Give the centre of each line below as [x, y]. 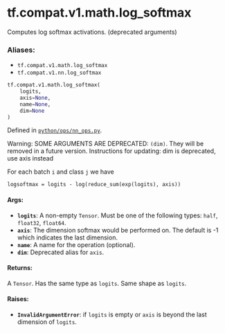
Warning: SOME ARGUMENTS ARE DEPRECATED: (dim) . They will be [106, 144]
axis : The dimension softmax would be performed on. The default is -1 [118, 230]
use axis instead [30, 159]
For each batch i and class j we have [61, 172]
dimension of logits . [47, 322]
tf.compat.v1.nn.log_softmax [59, 73]
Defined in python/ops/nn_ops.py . [55, 130]
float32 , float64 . [42, 222]
